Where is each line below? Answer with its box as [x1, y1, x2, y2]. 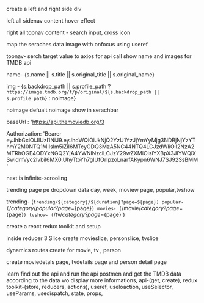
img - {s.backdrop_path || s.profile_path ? [6, 82, 111, 90]
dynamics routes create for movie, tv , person [6, 247, 121, 254]
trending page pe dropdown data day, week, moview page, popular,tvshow [6, 186, 195, 193]
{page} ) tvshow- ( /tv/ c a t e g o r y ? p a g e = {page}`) [6, 211, 125, 218]
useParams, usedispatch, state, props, [6, 290, 103, 297]
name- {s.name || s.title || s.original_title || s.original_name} [6, 71, 155, 78]
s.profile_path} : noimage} [6, 95, 76, 101]
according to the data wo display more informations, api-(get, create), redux [6, 277, 198, 283]
